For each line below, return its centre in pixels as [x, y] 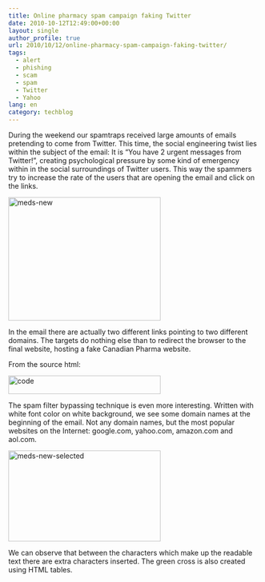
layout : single [34, 30]
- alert [28, 61]
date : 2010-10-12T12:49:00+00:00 [64, 23]
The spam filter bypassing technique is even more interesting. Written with [131, 405]
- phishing [34, 68]
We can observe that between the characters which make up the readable [130, 553]
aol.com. [23, 439]
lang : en [23, 105]
